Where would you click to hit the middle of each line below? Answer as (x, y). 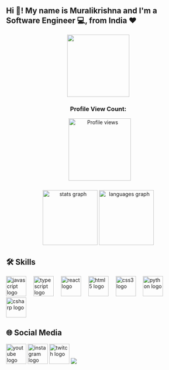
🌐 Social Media (34, 333)
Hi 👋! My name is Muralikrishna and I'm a (82, 11)
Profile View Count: (98, 109)
